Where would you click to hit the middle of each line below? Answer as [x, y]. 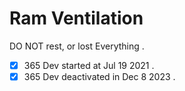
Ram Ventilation [76, 18]
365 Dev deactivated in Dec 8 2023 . [99, 76]
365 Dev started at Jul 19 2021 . [89, 65]
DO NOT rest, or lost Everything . [77, 46]
